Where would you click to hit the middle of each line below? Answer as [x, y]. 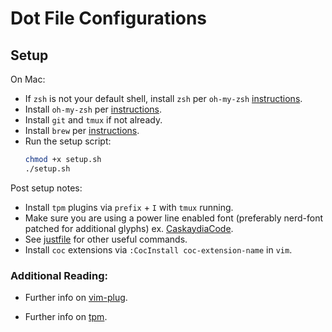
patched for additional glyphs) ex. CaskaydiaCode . [129, 228]
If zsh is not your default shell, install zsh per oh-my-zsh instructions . [163, 98]
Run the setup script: [68, 141]
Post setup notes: [46, 188]
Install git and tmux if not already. [93, 120]
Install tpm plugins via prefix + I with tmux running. [129, 207]
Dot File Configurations [109, 18]
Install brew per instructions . [82, 130]
